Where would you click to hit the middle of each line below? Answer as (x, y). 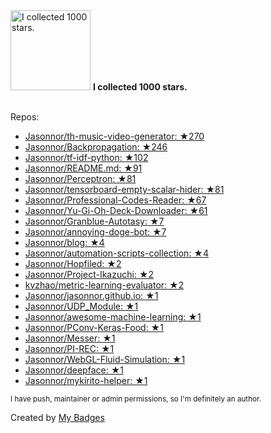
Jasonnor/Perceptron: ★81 (80, 178)
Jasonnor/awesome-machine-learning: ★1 (113, 317)
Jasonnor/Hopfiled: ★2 (73, 263)
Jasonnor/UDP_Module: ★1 (81, 306)
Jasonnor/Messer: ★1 (70, 338)
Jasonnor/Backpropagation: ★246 (96, 147)
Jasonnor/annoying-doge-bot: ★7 (95, 232)
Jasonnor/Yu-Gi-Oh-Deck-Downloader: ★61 (116, 210)
